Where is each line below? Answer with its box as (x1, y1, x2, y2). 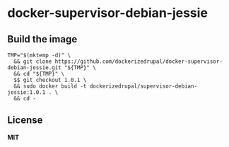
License (7, 114, 43, 127)
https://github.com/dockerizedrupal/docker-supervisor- (54, 58, 223, 65)
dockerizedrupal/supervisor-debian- (89, 83, 198, 90)
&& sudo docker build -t (13, 83, 87, 90)
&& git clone (13, 58, 52, 65)
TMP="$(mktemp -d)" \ (7, 52, 71, 59)
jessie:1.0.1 (7, 89, 46, 96)
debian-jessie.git (7, 64, 61, 71)
